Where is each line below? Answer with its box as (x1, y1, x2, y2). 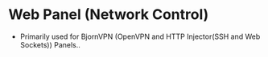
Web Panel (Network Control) (8, 6, 209, 24)
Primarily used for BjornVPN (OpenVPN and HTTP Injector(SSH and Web (19, 32, 261, 41)
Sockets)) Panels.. (19, 40, 80, 49)
